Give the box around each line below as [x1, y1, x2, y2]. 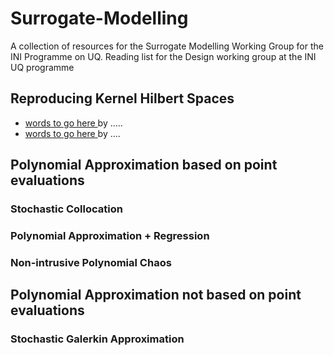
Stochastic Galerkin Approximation [10, 332, 185, 346]
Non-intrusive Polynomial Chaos [10, 255, 172, 269]
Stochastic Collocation [10, 202, 123, 216]
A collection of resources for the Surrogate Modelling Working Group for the [10, 40, 324, 52]
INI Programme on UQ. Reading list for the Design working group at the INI [10, 50, 317, 62]
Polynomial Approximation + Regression [10, 228, 210, 242]
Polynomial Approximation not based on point [10, 287, 302, 304]
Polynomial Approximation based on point [10, 157, 278, 174]
